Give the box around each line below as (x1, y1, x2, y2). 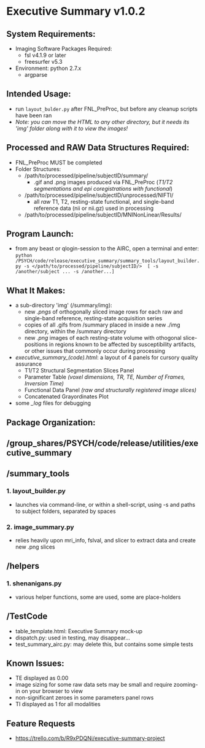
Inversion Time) (24, 380, 64, 387)
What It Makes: (6, 285, 66, 296)
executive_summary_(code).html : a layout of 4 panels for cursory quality (15, 354, 198, 361)
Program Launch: (6, 229, 74, 239)
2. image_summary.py (6, 523, 75, 531)
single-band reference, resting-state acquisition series (24, 315, 163, 322)
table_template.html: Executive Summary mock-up (15, 627, 143, 634)
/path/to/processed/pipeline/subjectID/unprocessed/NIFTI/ (24, 191, 174, 199)
